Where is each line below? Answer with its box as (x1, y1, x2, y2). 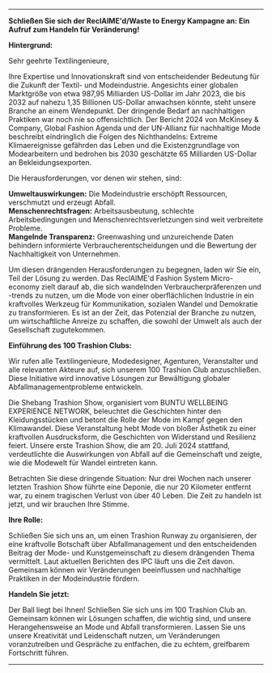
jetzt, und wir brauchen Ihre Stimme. (8, 499, 130, 509)
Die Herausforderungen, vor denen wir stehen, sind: (8, 173, 182, 183)
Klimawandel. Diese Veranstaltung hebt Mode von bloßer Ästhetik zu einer (8, 424, 257, 433)
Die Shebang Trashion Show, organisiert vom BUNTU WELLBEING (8, 398, 228, 407)
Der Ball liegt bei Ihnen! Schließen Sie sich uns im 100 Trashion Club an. (8, 605, 248, 615)
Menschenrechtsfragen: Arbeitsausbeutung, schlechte (8, 206, 194, 215)
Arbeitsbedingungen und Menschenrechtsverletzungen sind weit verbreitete (8, 215, 263, 224)
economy (8, 282, 40, 291)
